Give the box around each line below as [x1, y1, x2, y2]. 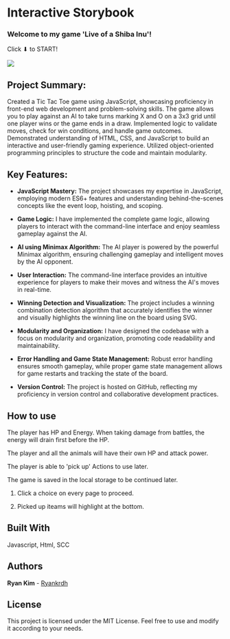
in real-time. [16, 286, 51, 294]
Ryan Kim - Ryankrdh [7, 578, 69, 587]
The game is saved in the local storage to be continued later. [7, 475, 179, 483]
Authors [7, 561, 43, 572]
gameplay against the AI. [16, 229, 88, 238]
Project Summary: [7, 79, 87, 91]
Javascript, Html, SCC [7, 541, 70, 549]
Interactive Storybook [7, 5, 135, 21]
